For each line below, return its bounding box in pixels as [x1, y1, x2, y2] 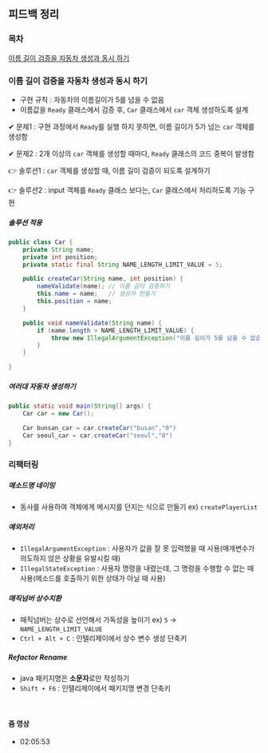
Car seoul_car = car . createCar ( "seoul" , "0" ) [22, 431, 173, 440]
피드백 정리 [8, 7, 60, 22]
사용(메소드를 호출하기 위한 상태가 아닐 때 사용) [19, 574, 166, 584]
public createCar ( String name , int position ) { [22, 275, 183, 283]
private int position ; [22, 253, 98, 261]
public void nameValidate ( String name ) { [22, 319, 162, 327]
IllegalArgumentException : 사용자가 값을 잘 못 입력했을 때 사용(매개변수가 [19, 544, 255, 553]
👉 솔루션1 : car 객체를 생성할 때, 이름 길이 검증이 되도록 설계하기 [8, 165, 211, 175]
